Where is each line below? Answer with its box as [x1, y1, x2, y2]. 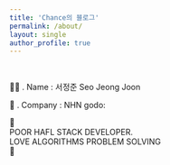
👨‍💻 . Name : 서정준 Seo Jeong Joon [9, 82, 141, 93]
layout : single [9, 30, 67, 39]
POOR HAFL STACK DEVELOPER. [9, 127, 134, 138]
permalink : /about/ [9, 22, 83, 31]
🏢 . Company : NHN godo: [9, 100, 106, 111]
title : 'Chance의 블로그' [9, 13, 99, 23]
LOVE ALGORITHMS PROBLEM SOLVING [9, 136, 161, 147]
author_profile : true [9, 38, 91, 48]
